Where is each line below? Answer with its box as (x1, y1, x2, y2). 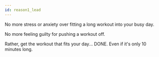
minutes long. (5, 46, 33, 52)
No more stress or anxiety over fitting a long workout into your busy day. (5, 21, 154, 27)
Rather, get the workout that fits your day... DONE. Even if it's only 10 (5, 41, 146, 47)
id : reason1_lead (5, 7, 41, 13)
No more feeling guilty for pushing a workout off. (5, 31, 105, 37)
